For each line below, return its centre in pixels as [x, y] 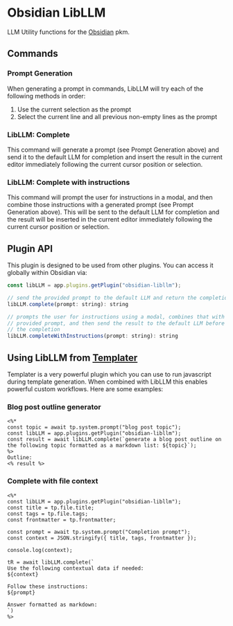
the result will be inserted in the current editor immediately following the [110, 220]
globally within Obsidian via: [48, 273]
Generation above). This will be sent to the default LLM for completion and [113, 212]
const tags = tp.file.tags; [48, 514]
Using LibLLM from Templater [72, 358]
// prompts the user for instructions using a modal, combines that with [116, 316]
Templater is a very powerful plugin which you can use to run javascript [109, 374]
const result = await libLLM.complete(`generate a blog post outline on [114, 440]
